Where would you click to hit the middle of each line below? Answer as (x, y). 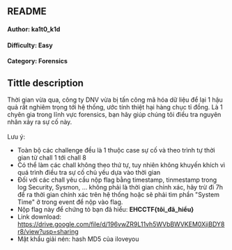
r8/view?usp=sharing (48, 231)
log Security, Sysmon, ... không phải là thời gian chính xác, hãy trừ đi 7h (120, 187)
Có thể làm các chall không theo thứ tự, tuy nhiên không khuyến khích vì (121, 165)
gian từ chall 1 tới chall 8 (52, 157)
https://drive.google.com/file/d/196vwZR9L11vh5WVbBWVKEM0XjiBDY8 (121, 224)
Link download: (39, 217)
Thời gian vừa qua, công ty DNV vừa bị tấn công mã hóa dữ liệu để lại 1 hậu (115, 100)
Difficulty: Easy (30, 45)
